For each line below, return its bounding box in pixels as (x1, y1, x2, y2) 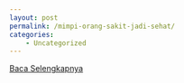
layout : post (9, 13, 59, 23)
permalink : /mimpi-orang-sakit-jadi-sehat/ (9, 22, 176, 31)
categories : (9, 30, 54, 39)
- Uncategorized (25, 38, 87, 48)
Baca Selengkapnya (9, 63, 84, 74)
